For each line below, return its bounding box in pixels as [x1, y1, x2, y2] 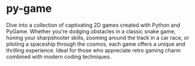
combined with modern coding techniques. [6, 53, 112, 60]
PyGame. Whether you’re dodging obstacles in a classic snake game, [6, 27, 176, 34]
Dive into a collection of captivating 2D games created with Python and [6, 21, 180, 29]
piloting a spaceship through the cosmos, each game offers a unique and [6, 40, 185, 48]
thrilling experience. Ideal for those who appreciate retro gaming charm [6, 46, 181, 54]
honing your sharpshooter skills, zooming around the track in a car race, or [6, 34, 190, 41]
